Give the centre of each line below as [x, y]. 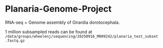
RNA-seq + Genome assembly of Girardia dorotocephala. [62, 22]
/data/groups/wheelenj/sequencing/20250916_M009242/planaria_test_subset [82, 36]
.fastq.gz [15, 40]
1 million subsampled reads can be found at [49, 32]
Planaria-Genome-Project [58, 9]
